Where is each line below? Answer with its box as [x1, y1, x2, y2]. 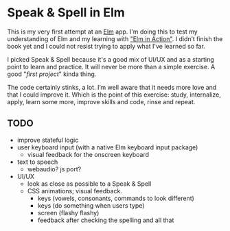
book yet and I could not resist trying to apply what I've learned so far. [7, 42, 206, 50]
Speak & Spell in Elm [7, 5, 125, 21]
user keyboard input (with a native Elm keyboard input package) [16, 143, 198, 151]
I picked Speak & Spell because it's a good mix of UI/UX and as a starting [7, 55, 214, 63]
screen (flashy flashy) [37, 208, 100, 217]
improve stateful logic [16, 136, 79, 144]
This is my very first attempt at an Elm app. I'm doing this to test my [7, 27, 198, 36]
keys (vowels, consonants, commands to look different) [37, 194, 194, 202]
